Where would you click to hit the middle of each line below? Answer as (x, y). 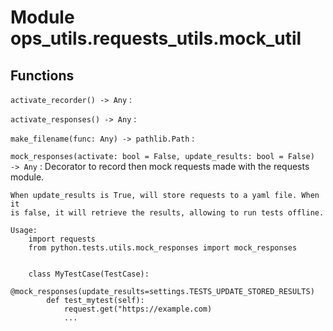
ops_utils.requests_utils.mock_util (156, 38)
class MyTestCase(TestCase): (89, 274)
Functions (42, 75)
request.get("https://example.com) (138, 309)
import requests (62, 239)
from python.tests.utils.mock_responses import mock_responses (163, 248)
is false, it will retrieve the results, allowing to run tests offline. (167, 213)
